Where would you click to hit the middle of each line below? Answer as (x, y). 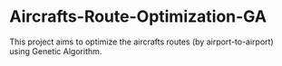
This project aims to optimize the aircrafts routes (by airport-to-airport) (141, 42)
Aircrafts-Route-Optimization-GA (138, 17)
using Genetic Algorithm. (56, 51)
